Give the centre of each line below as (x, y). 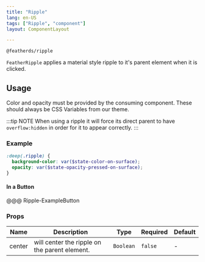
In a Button (20, 187)
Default (185, 232)
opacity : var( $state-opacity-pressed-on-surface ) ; (77, 168)
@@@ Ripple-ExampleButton (43, 201)
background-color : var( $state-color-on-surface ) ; (76, 162)
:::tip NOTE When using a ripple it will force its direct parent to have (91, 121)
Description (70, 232)
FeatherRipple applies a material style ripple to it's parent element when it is (102, 62)
